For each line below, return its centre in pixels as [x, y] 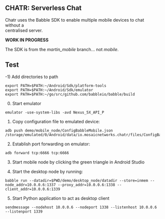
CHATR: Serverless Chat [43, 8]
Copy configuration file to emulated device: [56, 121]
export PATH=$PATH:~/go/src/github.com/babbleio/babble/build [70, 94]
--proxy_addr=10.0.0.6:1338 [86, 185]
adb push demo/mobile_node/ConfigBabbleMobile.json [59, 130]
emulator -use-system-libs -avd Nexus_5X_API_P [55, 112]
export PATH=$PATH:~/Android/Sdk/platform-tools [56, 85]
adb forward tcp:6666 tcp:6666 [37, 153]
